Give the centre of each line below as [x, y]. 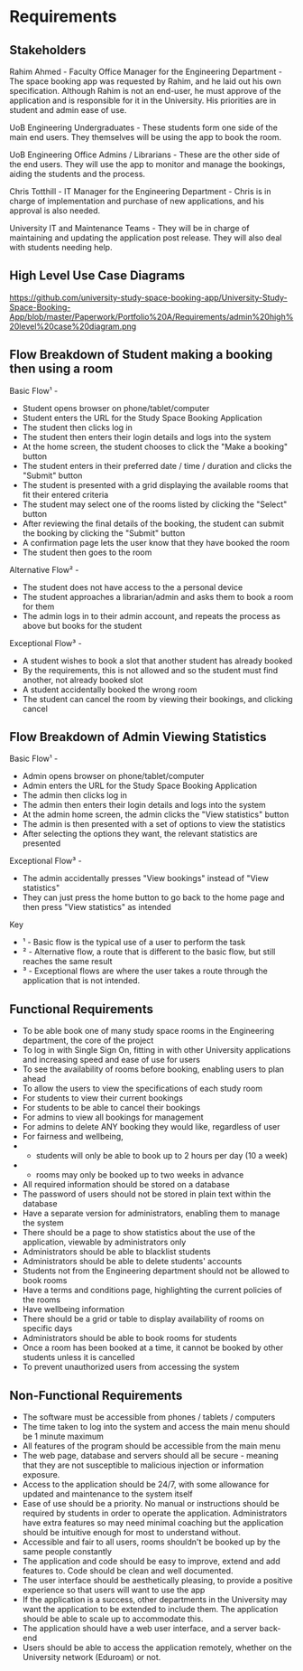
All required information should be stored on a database [126, 1185]
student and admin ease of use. [68, 110]
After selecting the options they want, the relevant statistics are [140, 834]
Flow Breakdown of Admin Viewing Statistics [138, 737]
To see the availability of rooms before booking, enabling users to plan [153, 1069]
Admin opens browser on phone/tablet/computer [113, 776]
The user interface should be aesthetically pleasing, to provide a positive [157, 1581]
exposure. [41, 1475]
